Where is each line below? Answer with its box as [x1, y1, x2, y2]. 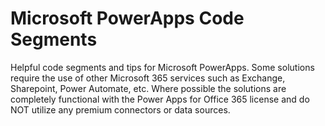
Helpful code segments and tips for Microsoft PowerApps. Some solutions [10, 61, 315, 73]
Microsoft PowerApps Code [10, 7, 245, 30]
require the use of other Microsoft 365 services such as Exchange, [10, 72, 286, 84]
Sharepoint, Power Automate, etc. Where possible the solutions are [10, 82, 287, 94]
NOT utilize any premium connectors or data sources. [10, 103, 231, 116]
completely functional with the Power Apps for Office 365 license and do [10, 93, 310, 105]
